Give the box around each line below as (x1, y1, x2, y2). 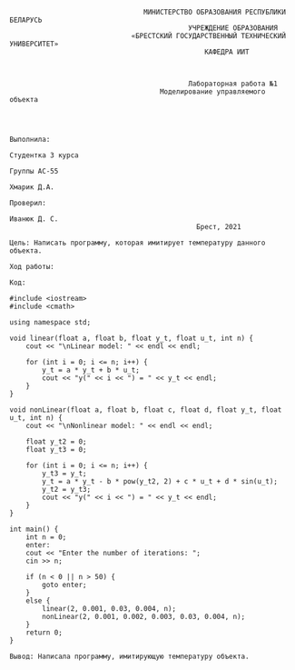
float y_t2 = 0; (25, 437, 88, 446)
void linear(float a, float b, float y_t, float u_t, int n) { (9, 334, 254, 343)
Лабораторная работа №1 (188, 79, 279, 88)
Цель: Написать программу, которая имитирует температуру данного (9, 238, 266, 247)
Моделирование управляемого (159, 87, 266, 96)
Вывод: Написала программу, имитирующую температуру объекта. (9, 652, 250, 661)
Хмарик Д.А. (9, 183, 54, 192)
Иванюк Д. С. (9, 215, 59, 224)
